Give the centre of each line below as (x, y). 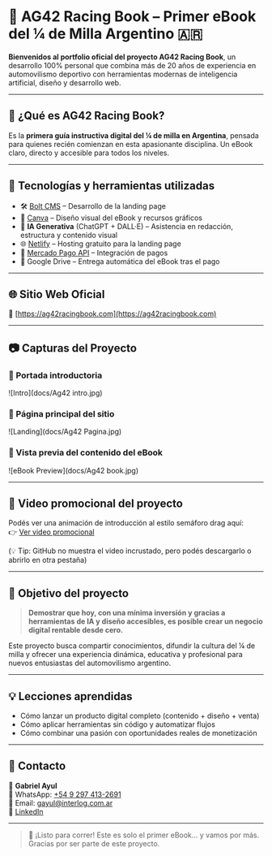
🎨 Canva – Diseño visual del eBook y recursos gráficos (111, 218)
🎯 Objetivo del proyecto (69, 593)
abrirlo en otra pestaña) (48, 560)
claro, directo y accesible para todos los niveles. (89, 153)
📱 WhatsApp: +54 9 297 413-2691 (65, 794)
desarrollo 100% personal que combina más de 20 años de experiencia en (132, 65)
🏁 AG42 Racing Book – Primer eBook (132, 17)
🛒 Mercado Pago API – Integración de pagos (94, 253)
